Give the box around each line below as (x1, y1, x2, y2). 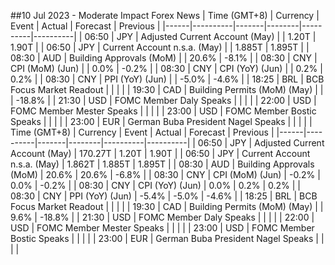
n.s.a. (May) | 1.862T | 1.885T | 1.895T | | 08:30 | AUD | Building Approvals (10, 158, 315, 170)
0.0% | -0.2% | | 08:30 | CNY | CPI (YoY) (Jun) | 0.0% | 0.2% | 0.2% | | (10, 180, 301, 191)
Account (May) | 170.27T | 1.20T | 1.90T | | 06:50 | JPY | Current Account (10, 148, 311, 159)
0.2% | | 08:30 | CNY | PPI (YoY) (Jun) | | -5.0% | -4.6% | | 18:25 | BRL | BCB (10, 73, 325, 85)
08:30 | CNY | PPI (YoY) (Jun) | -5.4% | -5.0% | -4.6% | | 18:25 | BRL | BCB (10, 190, 318, 202)
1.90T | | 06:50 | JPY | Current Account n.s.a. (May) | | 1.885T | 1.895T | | (10, 41, 310, 53)
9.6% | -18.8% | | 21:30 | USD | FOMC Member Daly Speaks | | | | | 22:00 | (10, 211, 315, 223)
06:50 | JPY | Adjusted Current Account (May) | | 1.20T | (84, 31, 317, 42)
